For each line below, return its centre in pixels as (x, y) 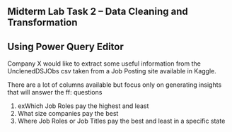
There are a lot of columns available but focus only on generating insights (115, 85)
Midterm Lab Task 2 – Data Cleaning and (98, 12)
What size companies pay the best (68, 114)
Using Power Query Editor (65, 46)
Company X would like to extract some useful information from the (104, 64)
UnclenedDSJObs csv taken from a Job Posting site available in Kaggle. (112, 71)
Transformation (42, 23)
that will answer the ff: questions (55, 92)
